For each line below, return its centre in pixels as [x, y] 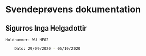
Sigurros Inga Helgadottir [46, 28]
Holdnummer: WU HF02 [27, 40]
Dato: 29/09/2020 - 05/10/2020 [47, 49]
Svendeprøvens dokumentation [73, 9]
